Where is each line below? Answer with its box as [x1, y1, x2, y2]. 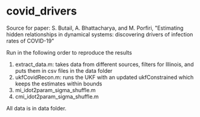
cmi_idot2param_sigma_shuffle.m [15, 93, 99, 100]
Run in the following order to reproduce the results [6, 48, 132, 56]
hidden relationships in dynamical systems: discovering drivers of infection [6, 30, 193, 38]
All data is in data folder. [6, 104, 67, 112]
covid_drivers [6, 4, 77, 18]
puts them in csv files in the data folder [15, 67, 113, 74]
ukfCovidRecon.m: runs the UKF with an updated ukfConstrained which [15, 73, 194, 81]
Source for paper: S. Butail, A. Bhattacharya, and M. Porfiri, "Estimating [6, 24, 184, 32]
